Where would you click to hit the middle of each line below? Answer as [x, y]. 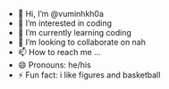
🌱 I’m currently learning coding [75, 32]
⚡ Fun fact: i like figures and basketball [89, 75]
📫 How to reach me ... [59, 52]
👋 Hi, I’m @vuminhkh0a [61, 14]
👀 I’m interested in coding [65, 23]
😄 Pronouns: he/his [54, 65]
